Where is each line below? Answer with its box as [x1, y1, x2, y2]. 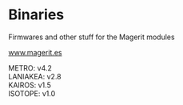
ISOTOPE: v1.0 [8, 88, 56, 98]
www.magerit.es [8, 47, 62, 57]
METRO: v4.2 [8, 63, 52, 73]
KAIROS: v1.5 [8, 80, 52, 90]
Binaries [8, 6, 65, 24]
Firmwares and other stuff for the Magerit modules [8, 32, 175, 42]
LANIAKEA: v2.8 [8, 71, 62, 81]
